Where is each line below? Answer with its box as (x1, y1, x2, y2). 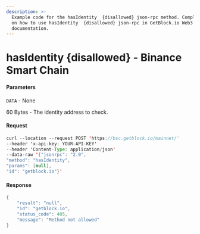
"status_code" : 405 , (17, 211, 68, 217)
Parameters (6, 84, 36, 91)
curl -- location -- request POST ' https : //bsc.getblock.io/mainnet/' (6, 135, 180, 141)
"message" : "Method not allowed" (17, 217, 100, 223)
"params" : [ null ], (6, 163, 52, 169)
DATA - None (6, 96, 36, 104)
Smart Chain (6, 64, 70, 77)
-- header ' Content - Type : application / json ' (6, 146, 116, 152)
